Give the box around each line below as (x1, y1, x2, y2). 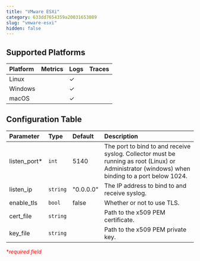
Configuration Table (6, 114, 82, 125)
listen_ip (9, 185, 33, 193)
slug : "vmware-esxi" (6, 20, 58, 26)
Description (104, 132, 139, 140)
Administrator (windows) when (104, 164, 190, 172)
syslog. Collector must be (104, 149, 176, 158)
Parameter (9, 132, 40, 140)
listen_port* (9, 157, 43, 165)
